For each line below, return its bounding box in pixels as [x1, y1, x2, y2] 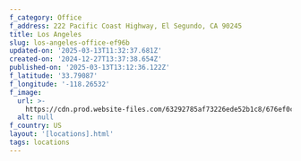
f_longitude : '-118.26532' [9, 80, 110, 89]
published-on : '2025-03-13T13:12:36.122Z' [9, 64, 170, 72]
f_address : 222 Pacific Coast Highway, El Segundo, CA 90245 [9, 21, 243, 30]
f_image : [9, 88, 42, 97]
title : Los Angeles [9, 30, 82, 38]
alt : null [17, 113, 54, 122]
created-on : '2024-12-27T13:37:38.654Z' [9, 55, 163, 64]
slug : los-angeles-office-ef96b [9, 38, 130, 47]
